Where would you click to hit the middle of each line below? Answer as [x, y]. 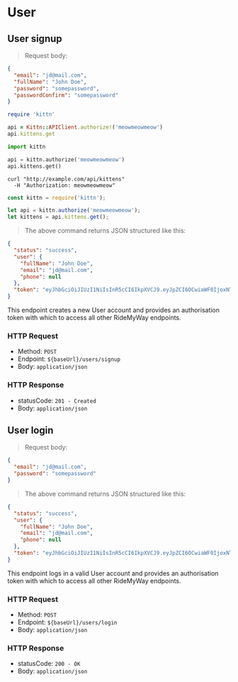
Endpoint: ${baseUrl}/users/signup [69, 359]
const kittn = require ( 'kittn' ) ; [57, 197]
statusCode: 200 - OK [49, 664]
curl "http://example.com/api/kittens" [66, 179]
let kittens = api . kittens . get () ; [58, 217]
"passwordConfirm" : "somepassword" [66, 95]
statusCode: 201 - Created [57, 400]
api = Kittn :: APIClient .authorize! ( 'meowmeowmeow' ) [85, 128]
